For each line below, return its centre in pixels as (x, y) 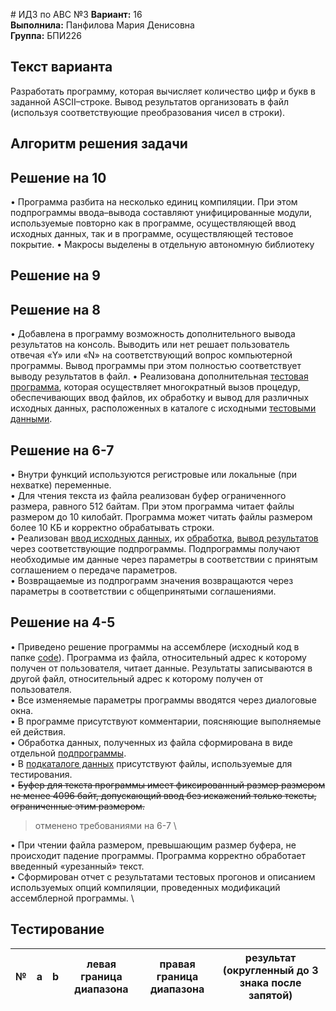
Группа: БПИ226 (46, 35)
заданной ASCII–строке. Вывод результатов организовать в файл (150, 101)
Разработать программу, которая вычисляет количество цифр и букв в (163, 91)
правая (177, 964)
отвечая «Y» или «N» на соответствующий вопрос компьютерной (151, 355)
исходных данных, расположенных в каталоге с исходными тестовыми (163, 408)
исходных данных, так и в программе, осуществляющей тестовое (152, 234)
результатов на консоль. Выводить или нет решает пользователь (150, 345)
